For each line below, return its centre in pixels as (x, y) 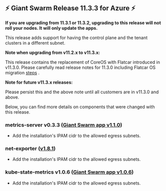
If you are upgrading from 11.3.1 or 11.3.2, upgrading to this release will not (83, 23)
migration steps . (22, 72)
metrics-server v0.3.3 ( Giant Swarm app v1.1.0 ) (64, 125)
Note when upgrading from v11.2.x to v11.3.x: (53, 52)
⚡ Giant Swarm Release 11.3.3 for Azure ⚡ (70, 8)
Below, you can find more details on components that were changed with (80, 107)
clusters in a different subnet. (35, 43)
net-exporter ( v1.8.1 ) (30, 149)
